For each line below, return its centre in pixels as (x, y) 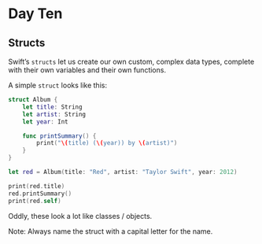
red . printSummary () (40, 194)
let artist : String (54, 114)
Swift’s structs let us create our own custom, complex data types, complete (131, 61)
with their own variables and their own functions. (87, 70)
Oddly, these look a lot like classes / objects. (80, 216)
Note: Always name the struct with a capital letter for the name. (111, 231)
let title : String (52, 107)
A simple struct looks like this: (58, 85)
